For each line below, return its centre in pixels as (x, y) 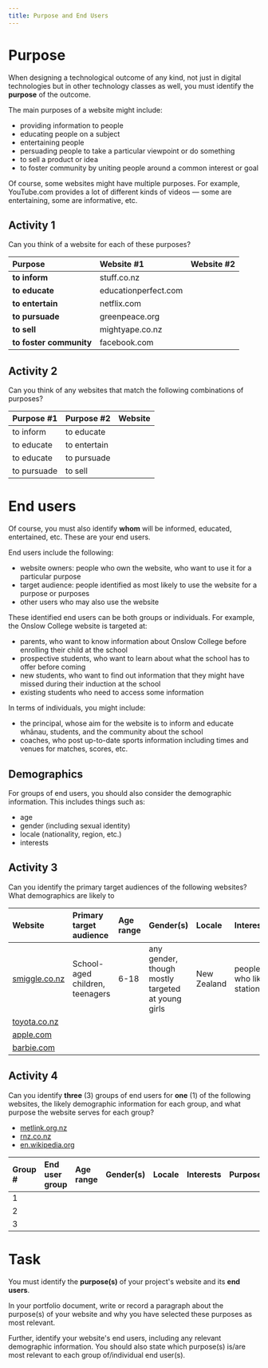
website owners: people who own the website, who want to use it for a (136, 568)
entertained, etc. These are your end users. (79, 537)
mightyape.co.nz (131, 330)
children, (89, 984)
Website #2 (213, 264)
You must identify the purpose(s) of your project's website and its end (124, 1281)
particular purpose (50, 577)
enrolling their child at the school (73, 650)
